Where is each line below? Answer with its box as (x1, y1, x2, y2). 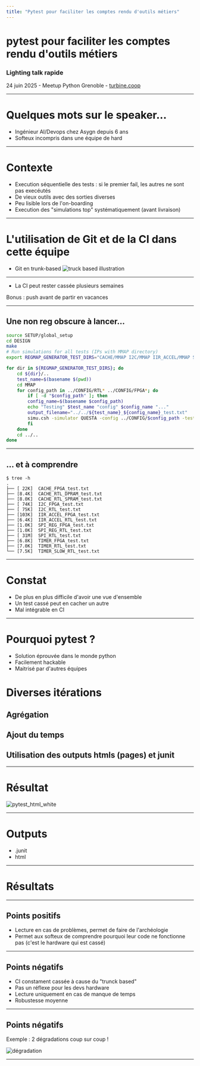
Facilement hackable (14, 659, 66, 666)
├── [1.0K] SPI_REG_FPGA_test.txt (6, 523, 95, 529)
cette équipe (6, 245, 70, 259)
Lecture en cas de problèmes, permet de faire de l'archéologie (14, 926, 168, 934)
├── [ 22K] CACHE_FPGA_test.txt (6, 486, 89, 492)
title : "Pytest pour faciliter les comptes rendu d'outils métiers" (6, 8, 180, 15)
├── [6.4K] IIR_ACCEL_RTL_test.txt (6, 517, 97, 523)
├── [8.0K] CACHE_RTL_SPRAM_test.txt (6, 496, 102, 502)
